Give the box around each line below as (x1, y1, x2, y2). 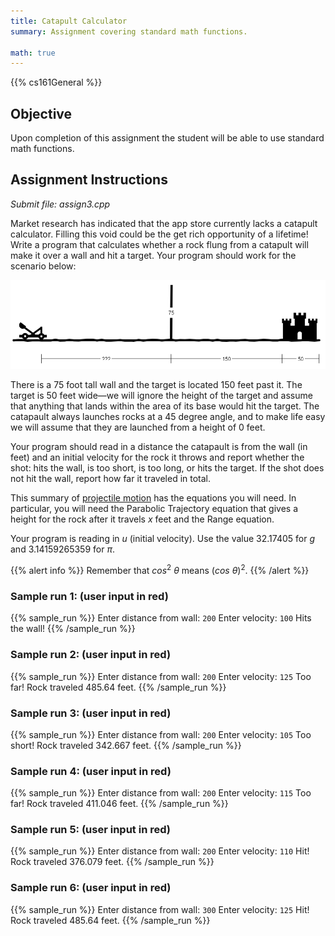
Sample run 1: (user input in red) (10, 589, 169, 603)
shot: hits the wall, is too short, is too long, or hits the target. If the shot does (10, 462, 325, 474)
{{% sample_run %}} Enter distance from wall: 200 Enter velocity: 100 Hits (10, 612, 312, 624)
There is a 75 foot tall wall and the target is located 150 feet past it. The (10, 379, 303, 391)
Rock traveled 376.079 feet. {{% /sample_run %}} (10, 856, 215, 868)
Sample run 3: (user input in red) (10, 706, 172, 720)
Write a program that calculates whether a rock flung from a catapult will (10, 238, 309, 250)
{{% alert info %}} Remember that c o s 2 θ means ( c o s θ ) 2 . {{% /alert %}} (10, 563, 310, 576)
